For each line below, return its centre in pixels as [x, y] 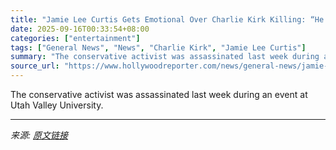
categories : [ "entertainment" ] [75, 38]
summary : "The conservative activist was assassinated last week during [165, 57]
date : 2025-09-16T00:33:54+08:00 [80, 29]
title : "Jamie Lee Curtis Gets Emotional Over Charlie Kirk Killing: [158, 19]
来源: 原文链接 [39, 135]
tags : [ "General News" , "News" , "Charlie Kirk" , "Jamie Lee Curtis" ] [158, 47]
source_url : [35, 66]
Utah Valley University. [57, 105]
